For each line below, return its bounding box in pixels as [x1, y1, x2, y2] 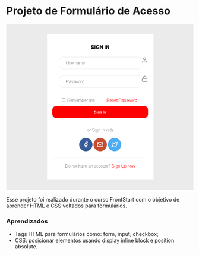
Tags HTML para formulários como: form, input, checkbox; [14, 231, 159, 238]
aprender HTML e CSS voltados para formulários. [6, 202, 128, 209]
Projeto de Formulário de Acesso [6, 4, 171, 18]
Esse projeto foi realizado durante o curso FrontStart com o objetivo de [6, 196, 180, 203]
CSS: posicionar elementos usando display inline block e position [14, 237, 175, 244]
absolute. [14, 243, 38, 250]
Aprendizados [6, 217, 48, 225]
